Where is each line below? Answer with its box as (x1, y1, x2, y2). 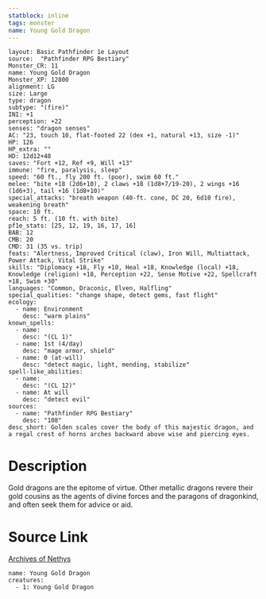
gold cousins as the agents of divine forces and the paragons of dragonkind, (8, 492, 259, 501)
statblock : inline (8, 11, 69, 20)
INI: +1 (8, 110, 34, 119)
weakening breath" (8, 201, 69, 209)
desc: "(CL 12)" (22, 382, 77, 390)
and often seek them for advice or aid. (8, 500, 133, 509)
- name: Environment (15, 305, 83, 314)
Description (8, 457, 87, 475)
